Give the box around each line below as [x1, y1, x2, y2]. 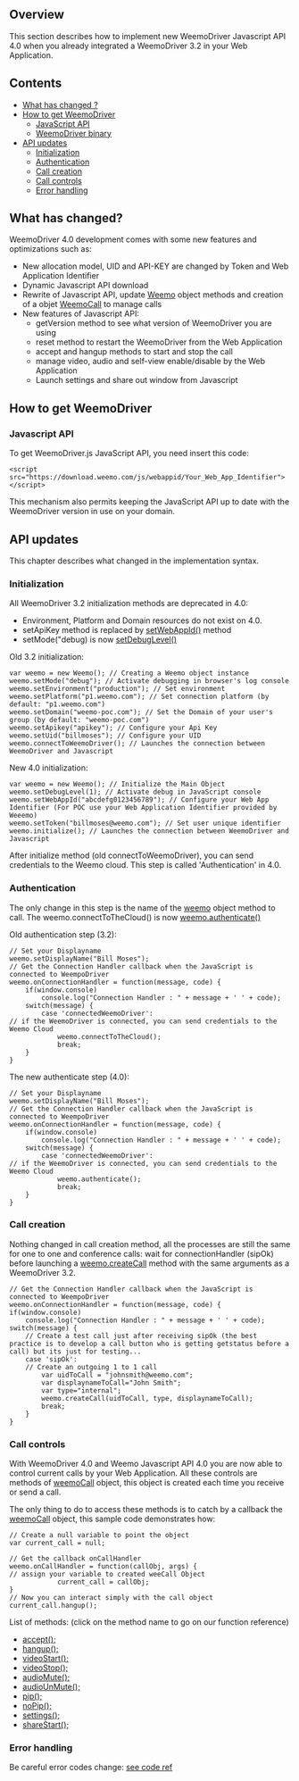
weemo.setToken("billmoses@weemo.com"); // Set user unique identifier [9, 819, 281, 828]
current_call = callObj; [56, 1577, 150, 1587]
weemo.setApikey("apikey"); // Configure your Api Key [9, 723, 218, 733]
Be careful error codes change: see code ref [9, 1762, 173, 1773]
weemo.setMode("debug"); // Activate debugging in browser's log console [9, 677, 290, 686]
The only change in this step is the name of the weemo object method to [9, 902, 276, 913]
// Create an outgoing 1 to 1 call [25, 1362, 158, 1371]
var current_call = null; [9, 1539, 105, 1548]
